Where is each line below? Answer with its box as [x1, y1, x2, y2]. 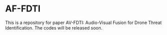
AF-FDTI [5, 3, 41, 14]
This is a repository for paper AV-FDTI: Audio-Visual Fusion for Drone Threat [5, 19, 162, 25]
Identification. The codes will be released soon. [5, 24, 103, 30]
